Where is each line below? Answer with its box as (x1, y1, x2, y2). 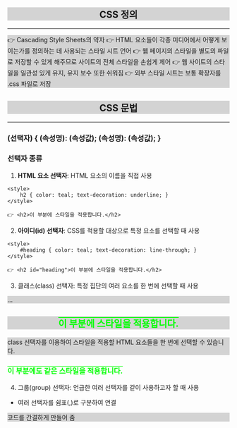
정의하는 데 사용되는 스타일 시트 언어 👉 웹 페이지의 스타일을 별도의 (31, 47, 217, 55)
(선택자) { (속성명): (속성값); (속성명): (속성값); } (7, 133, 162, 143)
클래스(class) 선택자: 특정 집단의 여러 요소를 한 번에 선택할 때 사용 (17, 281, 199, 290)
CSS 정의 (99, 8, 138, 21)
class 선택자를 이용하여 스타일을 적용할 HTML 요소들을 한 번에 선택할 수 (7, 338, 206, 346)
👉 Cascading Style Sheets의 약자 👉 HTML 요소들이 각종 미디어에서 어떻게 (7, 35, 220, 44)
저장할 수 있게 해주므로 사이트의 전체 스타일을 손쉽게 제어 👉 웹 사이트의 (14, 57, 212, 66)
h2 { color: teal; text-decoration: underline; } (20, 191, 169, 198)
